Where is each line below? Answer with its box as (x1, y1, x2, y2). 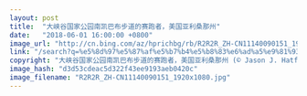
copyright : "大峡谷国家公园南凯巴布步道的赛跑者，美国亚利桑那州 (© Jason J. (9, 56, 279, 65)
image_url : (9, 38, 51, 48)
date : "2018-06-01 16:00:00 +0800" (9, 30, 153, 39)
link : (9, 48, 30, 57)
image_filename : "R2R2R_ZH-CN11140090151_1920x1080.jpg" (9, 73, 231, 82)
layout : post (9, 13, 59, 23)
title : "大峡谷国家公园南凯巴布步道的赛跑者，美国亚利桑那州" (9, 22, 221, 31)
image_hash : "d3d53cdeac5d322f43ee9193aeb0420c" (9, 65, 198, 74)
